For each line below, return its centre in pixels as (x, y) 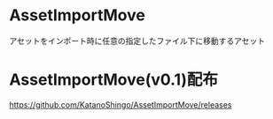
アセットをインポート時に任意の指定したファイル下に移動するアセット (137, 41)
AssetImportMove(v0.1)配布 (114, 80)
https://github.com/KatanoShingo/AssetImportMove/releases (121, 104)
